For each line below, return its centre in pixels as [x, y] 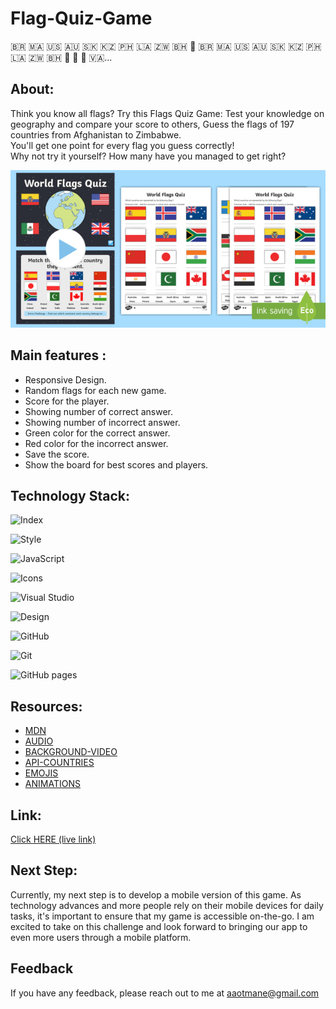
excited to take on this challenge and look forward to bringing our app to [159, 926]
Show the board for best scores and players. [116, 464]
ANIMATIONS [52, 784]
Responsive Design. [65, 379]
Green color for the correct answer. [97, 433]
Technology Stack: [70, 495]
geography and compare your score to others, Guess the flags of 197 [152, 124]
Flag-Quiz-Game [81, 18]
